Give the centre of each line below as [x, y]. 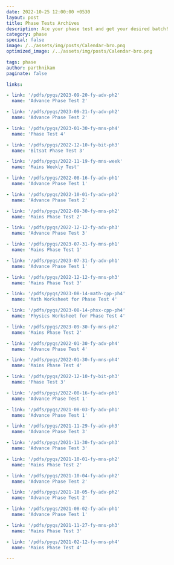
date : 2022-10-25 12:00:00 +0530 [48, 12]
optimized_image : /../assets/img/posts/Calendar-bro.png [79, 51]
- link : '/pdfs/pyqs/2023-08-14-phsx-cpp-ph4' [66, 310]
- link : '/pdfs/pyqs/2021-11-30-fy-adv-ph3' [63, 443]
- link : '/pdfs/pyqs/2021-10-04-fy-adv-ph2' [63, 475]
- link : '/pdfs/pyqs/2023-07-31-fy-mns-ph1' [63, 244]
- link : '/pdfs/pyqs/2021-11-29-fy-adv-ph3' [63, 426]
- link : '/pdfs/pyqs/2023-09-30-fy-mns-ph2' [63, 327]
